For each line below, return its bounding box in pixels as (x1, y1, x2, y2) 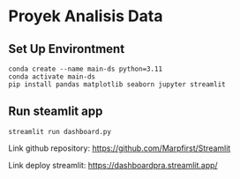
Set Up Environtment (8, 41, 125, 56)
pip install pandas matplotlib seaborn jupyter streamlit (8, 80, 226, 89)
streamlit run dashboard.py (8, 127, 112, 136)
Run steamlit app (8, 104, 103, 119)
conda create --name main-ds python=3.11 (8, 64, 163, 73)
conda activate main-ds (8, 72, 96, 81)
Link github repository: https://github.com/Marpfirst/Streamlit (8, 143, 231, 153)
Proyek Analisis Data (8, 6, 163, 26)
